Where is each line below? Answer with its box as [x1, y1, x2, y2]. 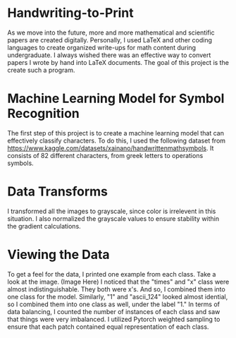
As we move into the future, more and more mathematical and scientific [7, 28, 215, 37]
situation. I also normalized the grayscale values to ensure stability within [7, 214, 220, 223]
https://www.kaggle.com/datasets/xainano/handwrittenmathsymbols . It [7, 143, 214, 152]
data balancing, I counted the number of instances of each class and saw [7, 307, 221, 315]
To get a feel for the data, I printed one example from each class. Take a [7, 270, 216, 278]
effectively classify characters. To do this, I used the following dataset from [7, 136, 226, 145]
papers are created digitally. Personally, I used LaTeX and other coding [7, 35, 213, 44]
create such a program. [7, 66, 75, 74]
